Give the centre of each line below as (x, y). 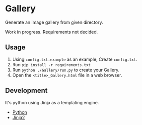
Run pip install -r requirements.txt (51, 64)
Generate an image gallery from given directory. (54, 22)
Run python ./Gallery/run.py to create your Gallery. (66, 70)
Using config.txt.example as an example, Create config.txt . (75, 59)
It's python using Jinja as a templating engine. (52, 102)
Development (27, 91)
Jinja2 (19, 117)
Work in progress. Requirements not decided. (52, 32)
